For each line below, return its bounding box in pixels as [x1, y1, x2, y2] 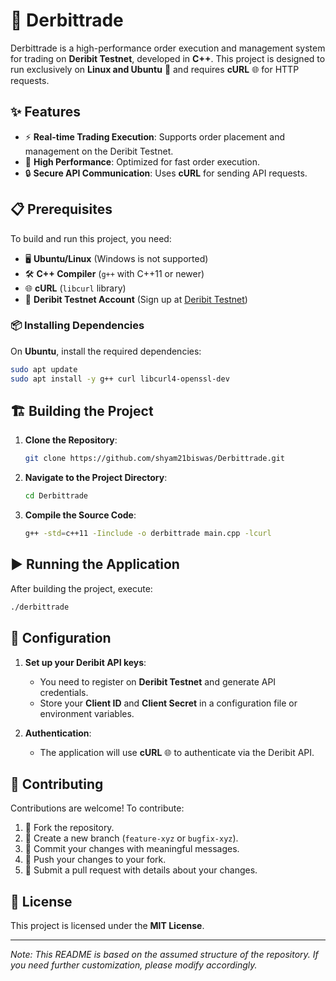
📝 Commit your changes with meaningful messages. [24, 843, 240, 855]
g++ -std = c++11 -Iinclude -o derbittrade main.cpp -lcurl [24, 529, 272, 539]
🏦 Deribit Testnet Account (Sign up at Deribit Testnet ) [24, 293, 248, 305]
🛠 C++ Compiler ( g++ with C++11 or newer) [24, 267, 205, 279]
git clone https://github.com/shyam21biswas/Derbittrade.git [24, 454, 286, 464]
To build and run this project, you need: [10, 232, 172, 244]
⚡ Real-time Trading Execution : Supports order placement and [24, 130, 286, 143]
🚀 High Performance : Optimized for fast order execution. [24, 155, 261, 168]
